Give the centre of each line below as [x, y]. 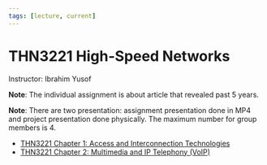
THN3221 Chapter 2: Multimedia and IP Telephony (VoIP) [115, 152]
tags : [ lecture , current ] [52, 16]
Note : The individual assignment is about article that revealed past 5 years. [134, 94]
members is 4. [32, 128]
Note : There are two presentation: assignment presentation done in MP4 [130, 110]
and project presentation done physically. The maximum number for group [133, 119]
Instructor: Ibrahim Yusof [50, 79]
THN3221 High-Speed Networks [119, 56]
